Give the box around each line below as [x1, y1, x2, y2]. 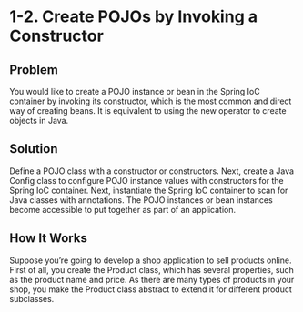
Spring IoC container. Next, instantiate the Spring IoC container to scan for [9, 185, 288, 196]
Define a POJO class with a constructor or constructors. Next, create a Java [9, 166, 294, 176]
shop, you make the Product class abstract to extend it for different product [9, 284, 293, 295]
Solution [9, 141, 58, 156]
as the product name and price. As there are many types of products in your [9, 274, 295, 285]
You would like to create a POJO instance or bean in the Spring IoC [9, 86, 261, 96]
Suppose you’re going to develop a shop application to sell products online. [9, 255, 293, 266]
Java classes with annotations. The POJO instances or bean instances [9, 194, 273, 206]
